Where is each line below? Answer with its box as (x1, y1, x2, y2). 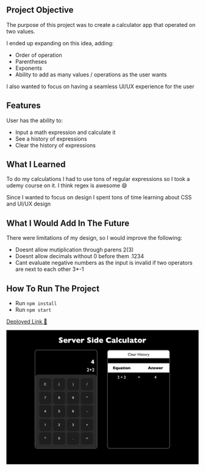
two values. (6, 28, 35, 35)
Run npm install (15, 300, 57, 307)
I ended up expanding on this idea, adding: (6, 39, 114, 46)
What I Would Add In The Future (6, 218, 130, 228)
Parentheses (15, 57, 48, 65)
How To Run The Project (6, 283, 99, 294)
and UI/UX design (6, 200, 51, 207)
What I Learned (6, 159, 66, 170)
